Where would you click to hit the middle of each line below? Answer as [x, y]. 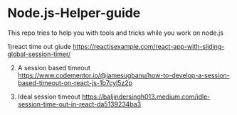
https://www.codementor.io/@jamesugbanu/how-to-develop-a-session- [123, 75]
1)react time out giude [39, 46]
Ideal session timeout [49, 97]
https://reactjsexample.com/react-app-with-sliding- [148, 46]
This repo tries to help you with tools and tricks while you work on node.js [116, 33]
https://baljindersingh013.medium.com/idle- [146, 97]
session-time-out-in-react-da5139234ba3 [79, 104]
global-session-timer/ [39, 54]
